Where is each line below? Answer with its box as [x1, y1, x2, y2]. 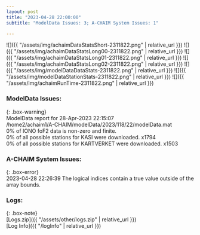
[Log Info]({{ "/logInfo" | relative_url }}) [6, 222, 101, 230]
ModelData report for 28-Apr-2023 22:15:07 [6, 114, 115, 121]
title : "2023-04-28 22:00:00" [6, 14, 82, 20]
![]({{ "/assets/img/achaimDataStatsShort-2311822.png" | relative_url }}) [6, 41, 183, 48]
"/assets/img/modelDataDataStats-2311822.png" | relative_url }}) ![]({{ [14, 67, 186, 74]
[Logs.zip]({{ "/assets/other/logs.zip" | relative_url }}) [6, 216, 137, 223]
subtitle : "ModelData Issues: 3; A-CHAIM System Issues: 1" [6, 20, 159, 26]
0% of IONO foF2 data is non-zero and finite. [6, 127, 117, 135]
